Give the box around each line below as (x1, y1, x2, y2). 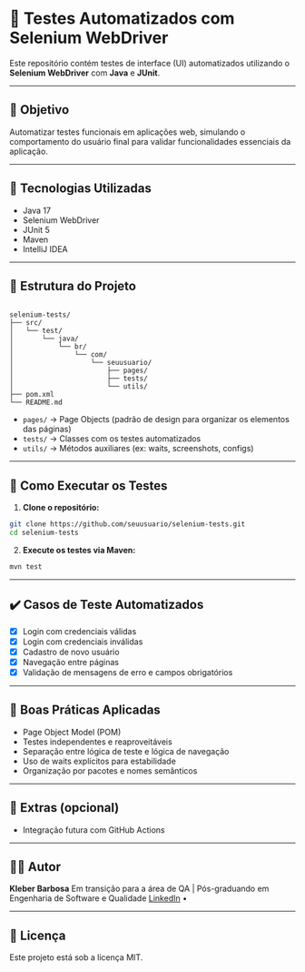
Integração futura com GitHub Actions (22, 824, 165, 835)
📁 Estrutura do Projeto (9, 278, 136, 294)
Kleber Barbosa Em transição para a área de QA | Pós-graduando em (9, 883, 270, 895)
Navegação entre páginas (22, 656, 120, 667)
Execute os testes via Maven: (22, 544, 136, 555)
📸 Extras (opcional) (9, 800, 120, 815)
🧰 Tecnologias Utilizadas (9, 181, 152, 197)
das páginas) (22, 423, 72, 435)
